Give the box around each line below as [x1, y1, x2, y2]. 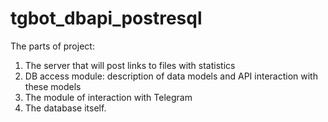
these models [24, 80, 82, 92]
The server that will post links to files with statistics [24, 59, 236, 71]
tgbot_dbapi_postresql [10, 7, 203, 30]
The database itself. [24, 102, 107, 114]
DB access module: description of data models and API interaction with [24, 70, 318, 82]
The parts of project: [10, 40, 95, 52]
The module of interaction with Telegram [24, 91, 193, 103]
